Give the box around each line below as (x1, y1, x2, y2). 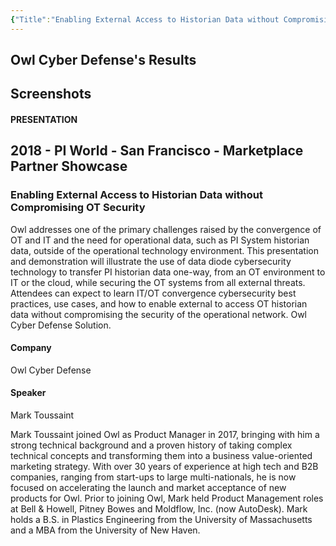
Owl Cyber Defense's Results (10, 52, 197, 69)
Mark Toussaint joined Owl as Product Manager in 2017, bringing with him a (10, 429, 320, 441)
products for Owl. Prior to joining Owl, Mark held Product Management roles (10, 492, 324, 505)
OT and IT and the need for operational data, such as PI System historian (10, 234, 310, 246)
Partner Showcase (10, 158, 128, 175)
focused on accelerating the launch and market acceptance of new (10, 482, 287, 494)
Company (10, 342, 52, 354)
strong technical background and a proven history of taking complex (10, 439, 293, 451)
